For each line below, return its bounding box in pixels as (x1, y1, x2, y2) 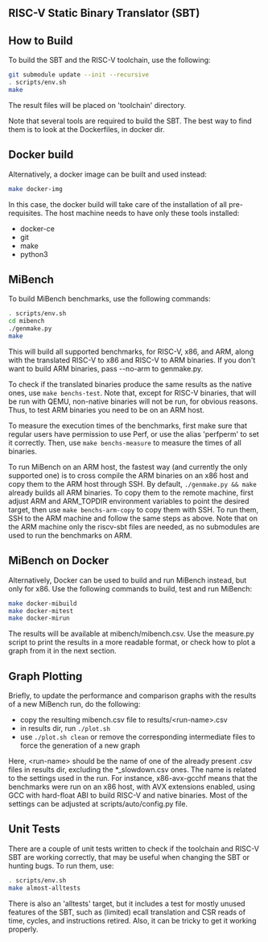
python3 (19, 249, 48, 259)
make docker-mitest (8, 607, 74, 615)
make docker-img (8, 185, 63, 193)
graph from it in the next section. (8, 646, 117, 656)
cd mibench (8, 317, 45, 326)
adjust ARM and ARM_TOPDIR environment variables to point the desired (8, 496, 249, 506)
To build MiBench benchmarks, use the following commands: (8, 294, 211, 304)
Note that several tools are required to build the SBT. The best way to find (8, 116, 252, 126)
